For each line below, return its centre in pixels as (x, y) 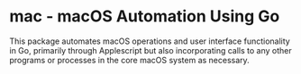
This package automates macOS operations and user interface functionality (150, 41)
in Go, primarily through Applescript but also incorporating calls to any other (151, 50)
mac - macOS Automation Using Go (145, 16)
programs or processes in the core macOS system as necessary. (129, 60)
